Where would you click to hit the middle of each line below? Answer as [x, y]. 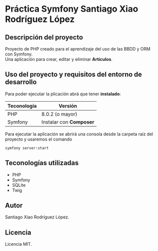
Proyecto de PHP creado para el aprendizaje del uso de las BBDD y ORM [78, 49]
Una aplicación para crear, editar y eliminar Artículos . [59, 59]
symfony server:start [27, 148]
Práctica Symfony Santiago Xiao [72, 9]
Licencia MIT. [18, 244]
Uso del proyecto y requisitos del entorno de [74, 75]
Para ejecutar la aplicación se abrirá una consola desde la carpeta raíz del [79, 134]
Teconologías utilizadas [42, 163]
